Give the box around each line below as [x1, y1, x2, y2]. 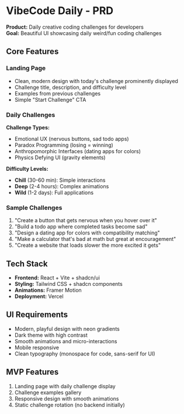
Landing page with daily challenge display [14, 382, 116, 389]
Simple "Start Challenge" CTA [14, 96, 86, 103]
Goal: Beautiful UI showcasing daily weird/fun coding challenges [6, 29, 162, 36]
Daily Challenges [6, 111, 55, 119]
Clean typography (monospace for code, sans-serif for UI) [14, 350, 156, 357]
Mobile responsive [14, 344, 60, 351]
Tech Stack [6, 258, 48, 268]
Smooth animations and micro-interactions [14, 337, 117, 344]
